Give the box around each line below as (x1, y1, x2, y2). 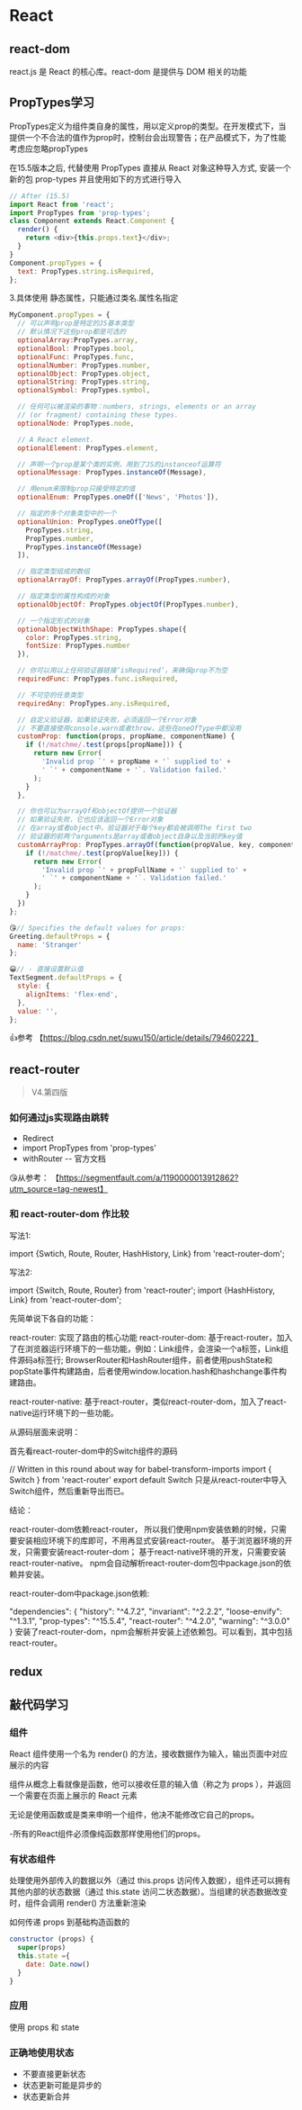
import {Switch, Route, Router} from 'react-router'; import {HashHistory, (9, 1285, 276, 1295)
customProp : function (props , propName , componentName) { (17, 732, 235, 741)
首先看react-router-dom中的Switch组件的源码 (9, 1446, 178, 1456)
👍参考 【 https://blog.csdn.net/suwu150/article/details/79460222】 (9, 1032, 259, 1043)
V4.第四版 (31, 1087, 68, 1098)
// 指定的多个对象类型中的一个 (17, 509, 117, 518)
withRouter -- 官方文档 (22, 1153, 106, 1164)
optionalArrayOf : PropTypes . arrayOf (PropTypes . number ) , (17, 575, 231, 585)
